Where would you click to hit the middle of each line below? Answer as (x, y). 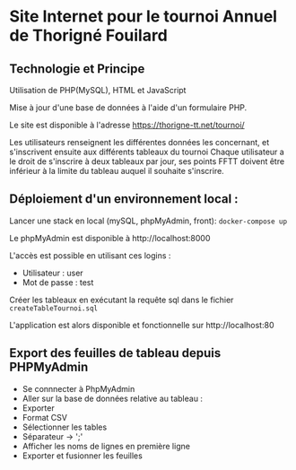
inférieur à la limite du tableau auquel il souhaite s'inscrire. (117, 171)
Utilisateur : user (52, 273)
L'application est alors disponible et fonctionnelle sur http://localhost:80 (142, 325)
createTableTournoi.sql (54, 308)
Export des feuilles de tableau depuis (115, 353)
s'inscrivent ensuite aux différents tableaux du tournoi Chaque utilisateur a (147, 152)
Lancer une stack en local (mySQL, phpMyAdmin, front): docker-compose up (148, 221)
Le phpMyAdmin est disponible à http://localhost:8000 (110, 238)
